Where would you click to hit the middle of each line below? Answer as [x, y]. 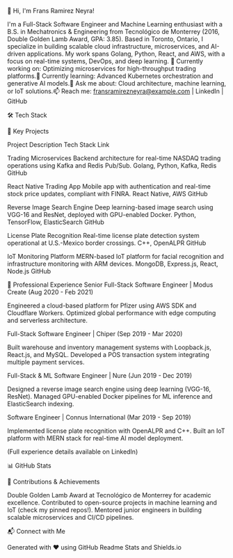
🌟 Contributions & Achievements [54, 481]
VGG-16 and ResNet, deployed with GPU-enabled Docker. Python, [102, 215]
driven [16, 54]
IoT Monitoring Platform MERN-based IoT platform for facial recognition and [115, 256]
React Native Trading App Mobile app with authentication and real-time [109, 186]
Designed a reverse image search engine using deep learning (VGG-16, [109, 389]
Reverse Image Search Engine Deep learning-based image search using [110, 207]
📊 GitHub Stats [29, 465]
